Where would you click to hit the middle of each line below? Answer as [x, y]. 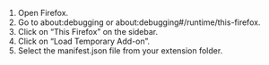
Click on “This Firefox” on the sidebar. [88, 32]
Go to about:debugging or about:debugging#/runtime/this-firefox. [139, 22]
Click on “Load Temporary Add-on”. [84, 41]
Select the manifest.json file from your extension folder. [120, 51]
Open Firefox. [43, 13]
